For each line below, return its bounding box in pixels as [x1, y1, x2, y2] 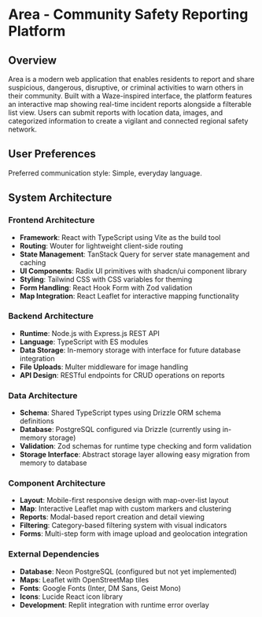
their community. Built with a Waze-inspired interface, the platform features [8, 91, 253, 100]
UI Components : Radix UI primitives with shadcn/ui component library [19, 266, 247, 275]
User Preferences [8, 147, 96, 161]
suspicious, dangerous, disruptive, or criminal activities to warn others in [8, 83, 244, 92]
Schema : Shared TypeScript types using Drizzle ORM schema [19, 408, 222, 418]
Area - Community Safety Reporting [8, 6, 249, 24]
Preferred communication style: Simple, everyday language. [8, 168, 202, 178]
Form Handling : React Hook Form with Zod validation [19, 283, 193, 292]
